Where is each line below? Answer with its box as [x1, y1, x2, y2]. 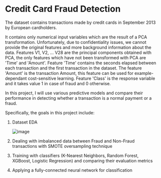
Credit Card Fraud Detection [5, 3, 121, 15]
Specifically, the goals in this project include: [5, 109, 95, 115]
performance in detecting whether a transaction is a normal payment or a [5, 95, 152, 101]
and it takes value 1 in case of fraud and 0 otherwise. [5, 80, 111, 86]
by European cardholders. [5, 24, 57, 30]
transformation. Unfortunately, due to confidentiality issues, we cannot [5, 39, 147, 45]
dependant [5, 75, 27, 81]
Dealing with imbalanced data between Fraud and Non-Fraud [12, 138, 135, 144]
